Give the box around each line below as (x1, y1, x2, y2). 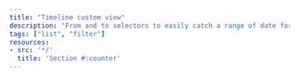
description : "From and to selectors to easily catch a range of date (9, 21, 277, 30)
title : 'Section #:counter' (17, 54, 122, 63)
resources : (9, 37, 50, 47)
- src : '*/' (9, 46, 53, 55)
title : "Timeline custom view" (9, 12, 125, 22)
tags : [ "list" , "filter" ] (9, 29, 105, 38)
